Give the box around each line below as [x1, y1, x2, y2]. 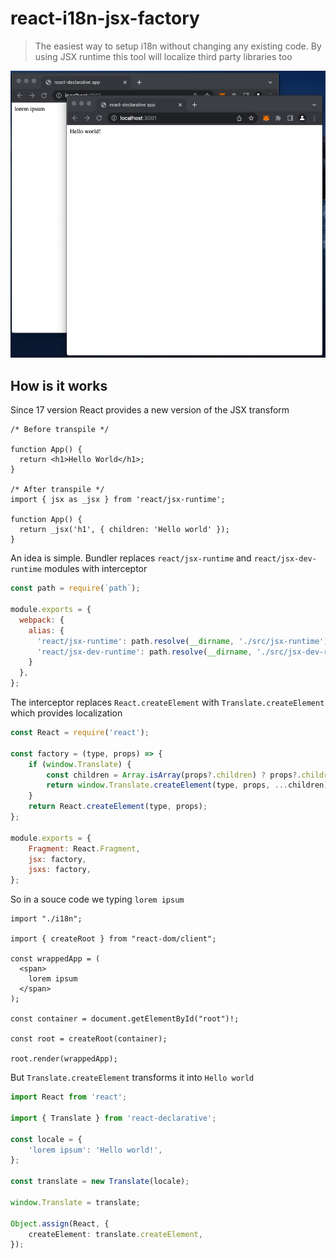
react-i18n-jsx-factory [10, 7, 200, 30]
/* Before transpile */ [10, 425, 110, 435]
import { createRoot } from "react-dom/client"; [10, 934, 217, 944]
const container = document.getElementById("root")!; [10, 1014, 240, 1024]
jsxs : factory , [28, 865, 92, 875]
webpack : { [19, 615, 65, 625]
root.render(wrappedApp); [10, 1054, 118, 1064]
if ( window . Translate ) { [28, 759, 132, 769]
